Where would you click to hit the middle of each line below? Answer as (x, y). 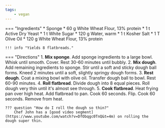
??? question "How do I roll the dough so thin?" (57, 108)
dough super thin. (24, 121)
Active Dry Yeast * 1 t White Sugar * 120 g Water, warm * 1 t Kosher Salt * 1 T (82, 33)
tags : (11, 10)
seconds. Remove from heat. (34, 98)
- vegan (22, 14)
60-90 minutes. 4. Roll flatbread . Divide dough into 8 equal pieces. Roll (78, 83)
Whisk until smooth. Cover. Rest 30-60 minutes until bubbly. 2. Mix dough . (81, 62)
